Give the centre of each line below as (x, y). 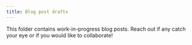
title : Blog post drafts (37, 12)
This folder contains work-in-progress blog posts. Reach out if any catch (96, 29)
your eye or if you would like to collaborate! (59, 35)
